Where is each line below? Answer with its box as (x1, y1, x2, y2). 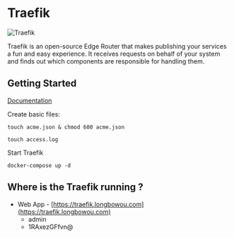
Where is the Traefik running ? (7, 182, 144, 194)
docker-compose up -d (7, 162, 71, 169)
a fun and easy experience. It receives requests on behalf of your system (7, 49, 221, 58)
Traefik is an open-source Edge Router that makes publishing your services (7, 42, 228, 50)
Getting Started (7, 78, 77, 90)
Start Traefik (7, 148, 44, 157)
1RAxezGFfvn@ (28, 222, 74, 231)
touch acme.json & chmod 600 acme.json (7, 124, 125, 131)
